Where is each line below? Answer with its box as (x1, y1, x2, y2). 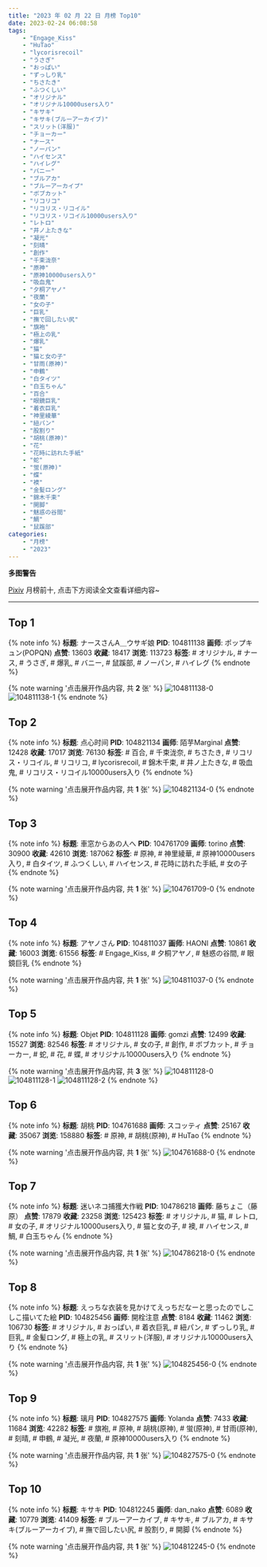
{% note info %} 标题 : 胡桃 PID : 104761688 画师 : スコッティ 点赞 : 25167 (8, 1121, 242, 1130)
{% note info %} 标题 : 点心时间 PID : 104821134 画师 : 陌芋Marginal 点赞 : (8, 738, 241, 748)
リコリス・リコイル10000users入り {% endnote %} (25, 768, 193, 777)
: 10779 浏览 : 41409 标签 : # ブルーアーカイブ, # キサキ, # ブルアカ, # (15, 1514, 238, 1524)
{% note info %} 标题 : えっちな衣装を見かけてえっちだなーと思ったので (8, 1302, 241, 1312)
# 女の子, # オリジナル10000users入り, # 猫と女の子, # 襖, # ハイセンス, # (8, 1221, 249, 1231)
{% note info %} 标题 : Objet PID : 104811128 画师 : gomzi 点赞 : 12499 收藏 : (8, 1029, 246, 1039)
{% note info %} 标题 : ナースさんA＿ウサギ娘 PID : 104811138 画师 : (8, 638, 223, 648)
